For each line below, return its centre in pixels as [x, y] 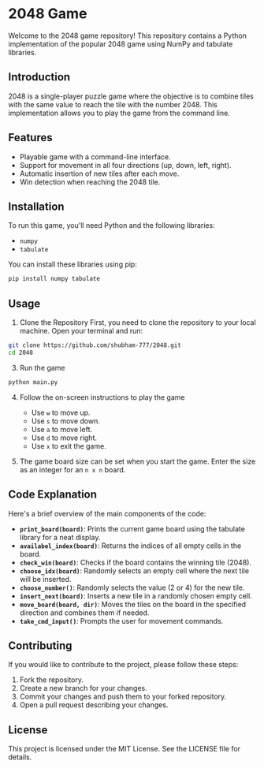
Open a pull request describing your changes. [94, 705]
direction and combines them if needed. [84, 613]
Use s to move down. [65, 421]
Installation [36, 206]
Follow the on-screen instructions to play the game [102, 397]
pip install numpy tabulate [54, 279]
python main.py [33, 382]
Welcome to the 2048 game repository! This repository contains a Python [127, 35]
